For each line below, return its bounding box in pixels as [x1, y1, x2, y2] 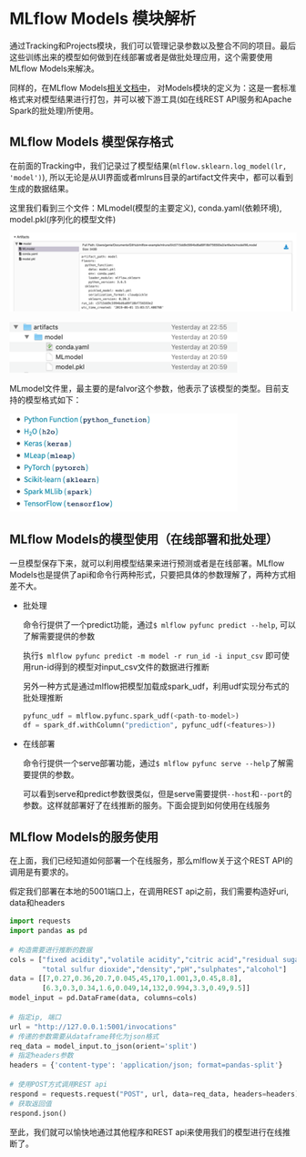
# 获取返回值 [9, 1099, 52, 1108]
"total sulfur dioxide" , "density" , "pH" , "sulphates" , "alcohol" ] [42, 965, 287, 974]
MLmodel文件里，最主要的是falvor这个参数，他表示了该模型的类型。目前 [9, 383, 281, 394]
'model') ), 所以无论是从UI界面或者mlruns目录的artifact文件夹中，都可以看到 [9, 171, 294, 182]
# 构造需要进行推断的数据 [9, 945, 93, 955]
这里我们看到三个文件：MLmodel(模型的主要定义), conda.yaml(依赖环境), [9, 202, 282, 213]
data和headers [9, 897, 66, 908]
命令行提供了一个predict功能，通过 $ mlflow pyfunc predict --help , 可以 [22, 619, 296, 630]
